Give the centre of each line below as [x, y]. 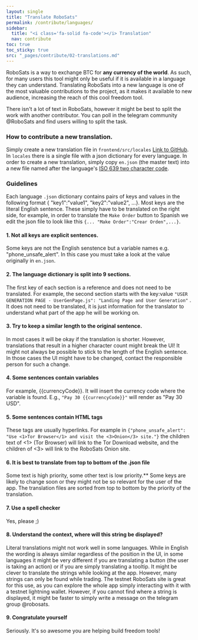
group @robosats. [28, 604]
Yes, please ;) [23, 521]
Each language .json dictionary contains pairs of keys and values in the [93, 197]
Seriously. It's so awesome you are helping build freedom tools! [83, 631]
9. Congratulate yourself [37, 618]
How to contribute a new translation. [60, 136]
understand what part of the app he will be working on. [73, 312]
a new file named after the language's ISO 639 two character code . [88, 168]
